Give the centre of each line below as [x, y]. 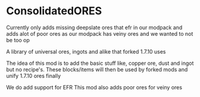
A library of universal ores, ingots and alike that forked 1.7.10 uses [86, 51]
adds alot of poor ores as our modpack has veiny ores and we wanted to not [100, 33]
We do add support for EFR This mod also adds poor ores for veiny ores [94, 87]
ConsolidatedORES [54, 11]
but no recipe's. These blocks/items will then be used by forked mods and [97, 69]
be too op [18, 40]
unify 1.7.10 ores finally [34, 76]
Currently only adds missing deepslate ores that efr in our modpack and [94, 27]
